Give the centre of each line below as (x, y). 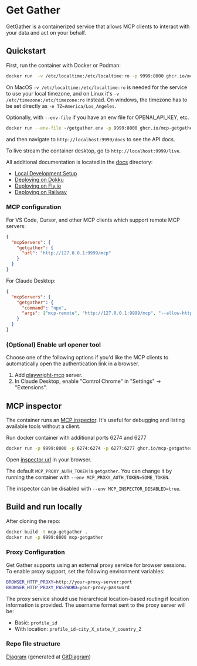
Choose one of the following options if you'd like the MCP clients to (87, 358)
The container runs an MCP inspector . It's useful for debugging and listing (96, 420)
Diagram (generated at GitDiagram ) (48, 657)
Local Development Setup (46, 173)
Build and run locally (44, 507)
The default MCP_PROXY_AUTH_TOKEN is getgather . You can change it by (89, 471)
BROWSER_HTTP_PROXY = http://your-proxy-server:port (69, 582)
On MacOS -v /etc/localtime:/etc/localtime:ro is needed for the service (97, 87)
